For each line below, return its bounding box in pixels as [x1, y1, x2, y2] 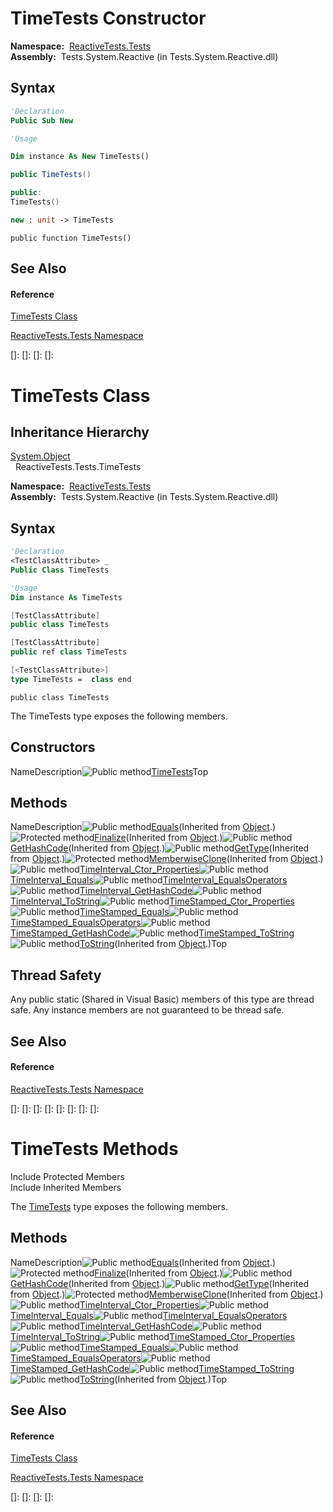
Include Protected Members [10, 1170, 125, 1182]
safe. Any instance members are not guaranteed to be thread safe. [10, 1004, 285, 1016]
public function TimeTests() [10, 233, 132, 243]
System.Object [10, 450, 71, 462]
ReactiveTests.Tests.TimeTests [14, 461, 142, 473]
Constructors [10, 739, 96, 756]
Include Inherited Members [10, 1181, 122, 1193]
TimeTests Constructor [10, 7, 207, 30]
